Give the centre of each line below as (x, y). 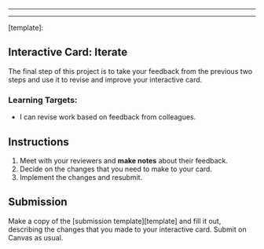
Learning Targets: (43, 100)
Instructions (38, 142)
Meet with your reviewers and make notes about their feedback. (124, 160)
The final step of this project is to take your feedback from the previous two (130, 71)
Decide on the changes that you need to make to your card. (115, 169)
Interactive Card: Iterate (68, 52)
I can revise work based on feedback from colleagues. (108, 117)
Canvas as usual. (36, 237)
